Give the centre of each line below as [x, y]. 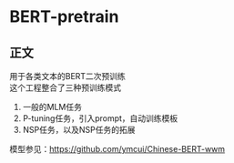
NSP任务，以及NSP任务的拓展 [79, 130]
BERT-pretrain [64, 17]
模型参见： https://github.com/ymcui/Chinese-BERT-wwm [117, 149]
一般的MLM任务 [52, 107]
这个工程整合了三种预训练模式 [65, 87]
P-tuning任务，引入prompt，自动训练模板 [100, 118]
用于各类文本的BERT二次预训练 [67, 76]
